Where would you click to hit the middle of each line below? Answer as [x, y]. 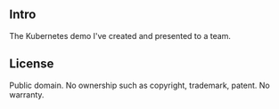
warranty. [27, 94]
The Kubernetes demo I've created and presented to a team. [120, 35]
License [32, 64]
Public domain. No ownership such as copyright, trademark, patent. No [139, 85]
